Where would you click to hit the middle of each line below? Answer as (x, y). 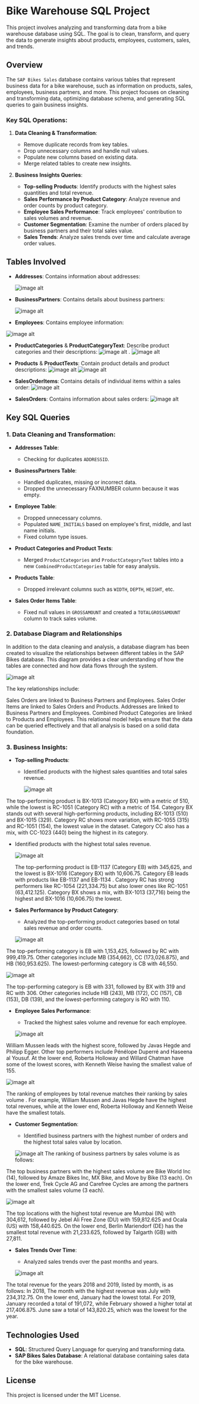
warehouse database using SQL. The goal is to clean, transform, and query (98, 33)
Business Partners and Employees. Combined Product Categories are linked (99, 713)
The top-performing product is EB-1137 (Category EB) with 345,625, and (103, 867)
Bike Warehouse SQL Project (78, 11)
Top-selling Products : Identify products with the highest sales (100, 187)
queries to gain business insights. (47, 105)
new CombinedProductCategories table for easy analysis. (92, 566)
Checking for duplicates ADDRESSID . (67, 459)
